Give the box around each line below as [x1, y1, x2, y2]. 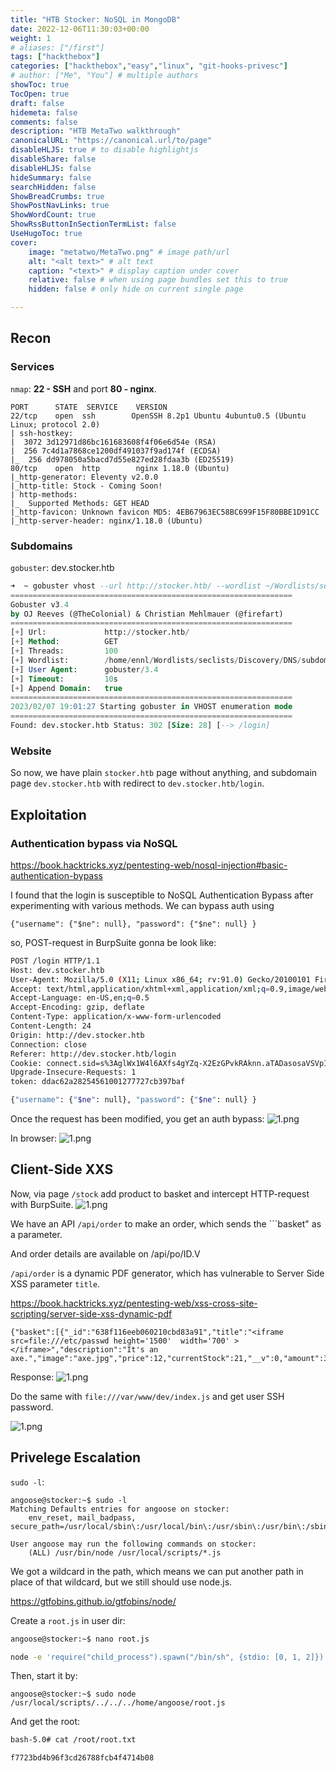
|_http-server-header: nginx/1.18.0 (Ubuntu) [10, 516, 203, 526]
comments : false [10, 117, 78, 127]
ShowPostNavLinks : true [10, 201, 110, 211]
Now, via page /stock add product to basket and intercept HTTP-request [10, 1187, 310, 1200]
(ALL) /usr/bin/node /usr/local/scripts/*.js [28, 1547, 222, 1558]
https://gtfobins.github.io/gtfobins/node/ [10, 1595, 177, 1607]
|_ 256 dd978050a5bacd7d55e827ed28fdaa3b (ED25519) [10, 454, 235, 465]
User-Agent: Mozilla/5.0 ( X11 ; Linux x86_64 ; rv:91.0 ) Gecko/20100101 [10, 974, 311, 985]
